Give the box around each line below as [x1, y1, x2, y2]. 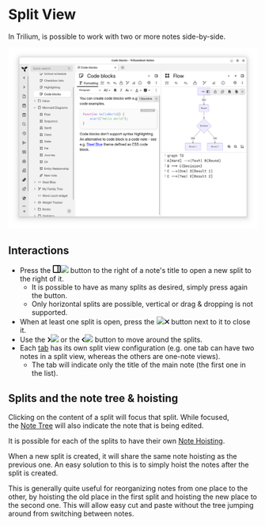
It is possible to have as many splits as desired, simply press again [31, 282, 248, 292]
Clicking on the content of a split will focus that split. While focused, [8, 413, 229, 422]
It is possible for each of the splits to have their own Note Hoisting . [8, 437, 225, 446]
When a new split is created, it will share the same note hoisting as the [8, 452, 237, 461]
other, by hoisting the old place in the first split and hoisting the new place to [8, 492, 258, 501]
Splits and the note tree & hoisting [8, 392, 179, 405]
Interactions [8, 244, 70, 258]
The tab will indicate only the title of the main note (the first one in [31, 360, 247, 369]
